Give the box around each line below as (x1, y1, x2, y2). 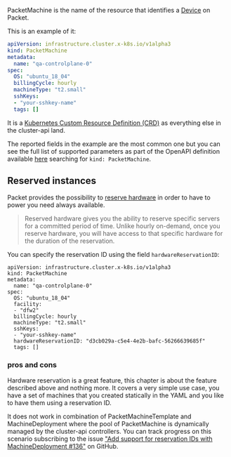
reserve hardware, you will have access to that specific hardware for (24, 230, 223, 238)
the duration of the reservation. (24, 237, 115, 245)
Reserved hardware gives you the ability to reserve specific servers (24, 214, 220, 223)
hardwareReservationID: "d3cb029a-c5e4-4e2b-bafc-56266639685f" (13, 338, 206, 345)
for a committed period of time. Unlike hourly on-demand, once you (24, 222, 220, 230)
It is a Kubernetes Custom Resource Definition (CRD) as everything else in (7, 119, 221, 127)
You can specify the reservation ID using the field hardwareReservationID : (7, 251, 220, 259)
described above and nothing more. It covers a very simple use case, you (7, 383, 220, 392)
